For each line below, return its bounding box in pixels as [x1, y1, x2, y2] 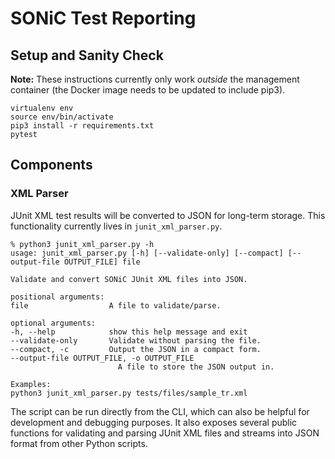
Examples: [10, 379, 52, 389]
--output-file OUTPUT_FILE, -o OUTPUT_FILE [10, 353, 195, 363]
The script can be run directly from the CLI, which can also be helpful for [10, 405, 310, 417]
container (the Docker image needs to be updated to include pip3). [10, 84, 286, 96]
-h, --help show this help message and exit [10, 327, 248, 337]
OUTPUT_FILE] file [63, 257, 141, 267]
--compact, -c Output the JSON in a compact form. [10, 344, 262, 354]
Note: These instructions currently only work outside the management [10, 73, 300, 85]
